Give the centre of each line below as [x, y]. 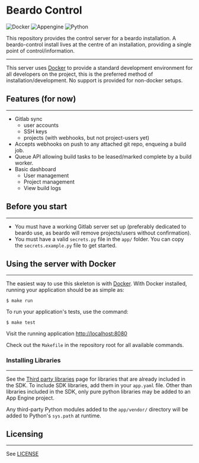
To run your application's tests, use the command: [67, 312]
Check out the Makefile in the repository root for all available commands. [95, 345]
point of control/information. [41, 50]
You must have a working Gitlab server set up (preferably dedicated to [100, 226]
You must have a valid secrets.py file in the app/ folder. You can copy [99, 239]
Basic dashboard [35, 169]
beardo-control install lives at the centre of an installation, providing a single [99, 44]
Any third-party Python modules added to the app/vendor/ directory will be [97, 409]
